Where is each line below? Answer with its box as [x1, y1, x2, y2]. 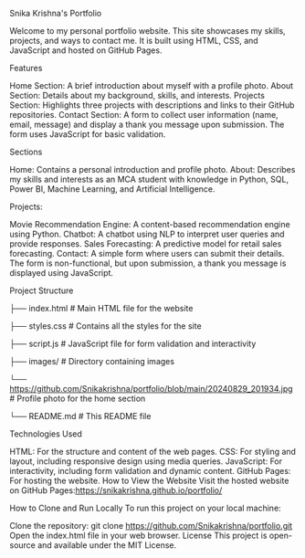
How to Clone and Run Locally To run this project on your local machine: [9, 502, 281, 513]
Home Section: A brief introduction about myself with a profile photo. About [9, 80, 294, 90]
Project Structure [9, 285, 74, 296]
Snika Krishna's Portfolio [9, 8, 102, 18]
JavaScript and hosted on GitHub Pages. [9, 45, 163, 56]
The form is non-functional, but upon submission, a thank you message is [9, 258, 287, 268]
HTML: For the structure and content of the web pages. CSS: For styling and [9, 447, 297, 457]
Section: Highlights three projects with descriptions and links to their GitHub [9, 100, 295, 111]
